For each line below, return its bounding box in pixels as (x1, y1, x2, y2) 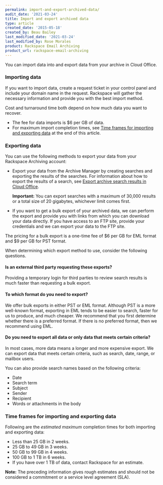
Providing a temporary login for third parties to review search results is (5, 275, 147, 281)
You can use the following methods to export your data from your (5, 153, 137, 159)
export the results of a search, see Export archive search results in (12, 178, 147, 184)
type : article (5, 21, 34, 26)
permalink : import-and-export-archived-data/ (5, 7, 99, 12)
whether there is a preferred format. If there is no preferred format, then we (5, 318, 158, 324)
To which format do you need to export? (5, 291, 88, 297)
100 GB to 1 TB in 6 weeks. (12, 454, 66, 460)
